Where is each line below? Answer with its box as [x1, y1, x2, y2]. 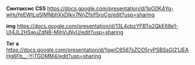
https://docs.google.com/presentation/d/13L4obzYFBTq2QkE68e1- [16, 23, 179, 29]
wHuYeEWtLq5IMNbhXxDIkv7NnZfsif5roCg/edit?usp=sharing [6, 11, 155, 18]
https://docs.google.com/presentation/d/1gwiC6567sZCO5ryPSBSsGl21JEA [6, 46, 189, 53]
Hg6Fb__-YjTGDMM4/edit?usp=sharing [6, 53, 102, 59]
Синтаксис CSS [6, 5, 46, 12]
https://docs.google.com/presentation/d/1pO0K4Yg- [46, 5, 174, 12]
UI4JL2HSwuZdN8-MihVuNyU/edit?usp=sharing [6, 29, 124, 36]
